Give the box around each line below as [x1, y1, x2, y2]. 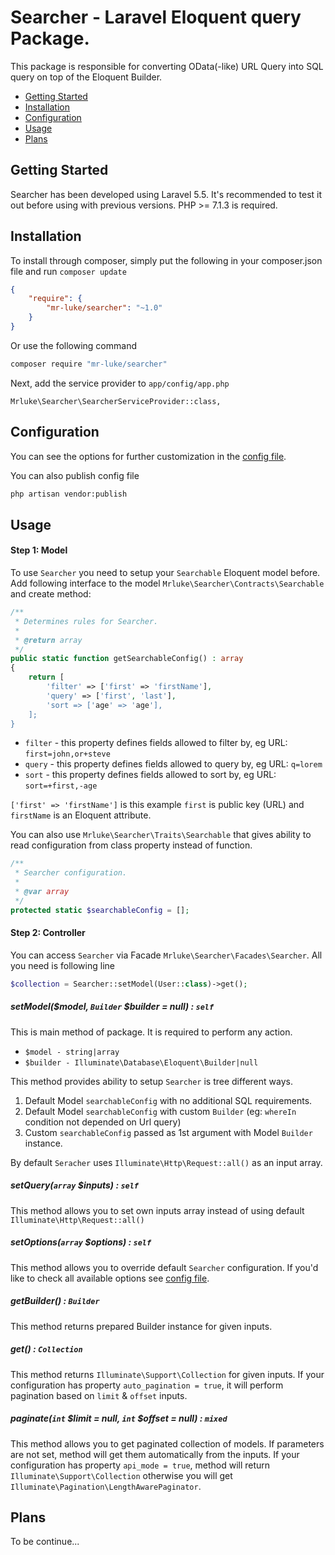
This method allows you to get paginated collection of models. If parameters [10, 1437, 325, 1450]
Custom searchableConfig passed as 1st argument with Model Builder [24, 1126, 313, 1138]
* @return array [14, 635, 83, 645]
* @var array [14, 887, 70, 897]
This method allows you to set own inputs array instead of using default [10, 1204, 305, 1216]
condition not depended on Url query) [24, 1116, 182, 1128]
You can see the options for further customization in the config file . [10, 450, 287, 462]
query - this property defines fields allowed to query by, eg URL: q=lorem [24, 758, 323, 770]
